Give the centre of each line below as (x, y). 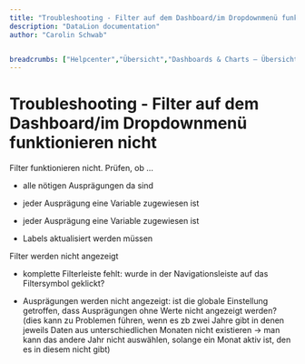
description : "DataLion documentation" (85, 26)
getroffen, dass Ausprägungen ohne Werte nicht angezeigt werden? (149, 311)
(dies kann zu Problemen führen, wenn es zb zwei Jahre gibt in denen (153, 320)
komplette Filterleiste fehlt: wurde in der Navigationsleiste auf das (145, 274)
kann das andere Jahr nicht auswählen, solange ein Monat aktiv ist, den (157, 340)
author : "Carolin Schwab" (58, 35)
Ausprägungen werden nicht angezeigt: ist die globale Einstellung (145, 301)
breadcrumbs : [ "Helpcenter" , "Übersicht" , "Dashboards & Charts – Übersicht (154, 59)
